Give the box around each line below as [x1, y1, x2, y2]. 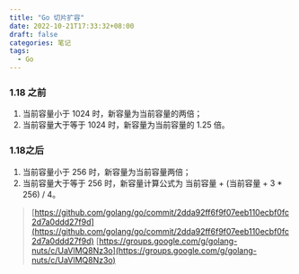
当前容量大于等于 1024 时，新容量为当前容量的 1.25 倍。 [22, 119, 231, 130]
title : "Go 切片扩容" [9, 13, 85, 22]
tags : [9, 47, 30, 56]
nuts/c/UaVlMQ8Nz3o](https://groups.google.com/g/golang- [31, 244, 258, 256]
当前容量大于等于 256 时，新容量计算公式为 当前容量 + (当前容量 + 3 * [22, 177, 283, 189]
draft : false [9, 30, 58, 39]
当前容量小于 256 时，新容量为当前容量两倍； [22, 166, 191, 177]
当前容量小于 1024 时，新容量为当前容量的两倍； [22, 109, 203, 119]
